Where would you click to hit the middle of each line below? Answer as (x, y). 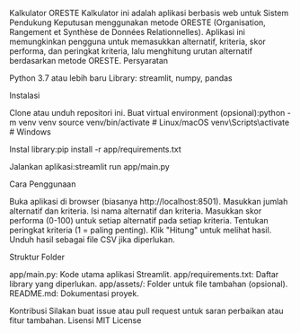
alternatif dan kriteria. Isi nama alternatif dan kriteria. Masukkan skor (136, 211)
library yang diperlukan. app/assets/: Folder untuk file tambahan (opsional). (149, 284)
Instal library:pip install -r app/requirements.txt (95, 149)
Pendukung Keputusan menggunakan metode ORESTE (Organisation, (138, 22)
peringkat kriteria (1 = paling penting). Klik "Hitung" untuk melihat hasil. (141, 230)
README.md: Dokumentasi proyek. (74, 294)
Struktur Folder (37, 257)
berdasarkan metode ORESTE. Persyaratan (89, 61)
